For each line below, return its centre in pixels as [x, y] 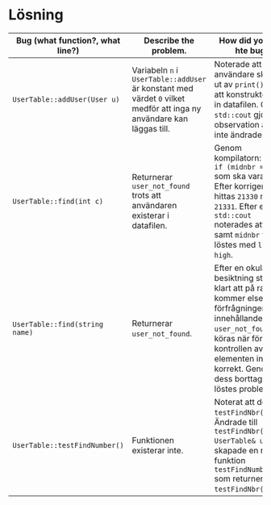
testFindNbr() [241, 412]
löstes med [235, 244]
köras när [232, 338]
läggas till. [151, 128]
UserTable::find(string [58, 324]
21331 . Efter [236, 206]
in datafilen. [236, 104]
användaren [154, 205]
